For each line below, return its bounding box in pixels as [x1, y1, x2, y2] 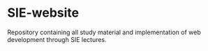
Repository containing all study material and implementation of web [7, 28, 201, 36]
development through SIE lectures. [7, 35, 107, 43]
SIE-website [7, 5, 79, 21]
